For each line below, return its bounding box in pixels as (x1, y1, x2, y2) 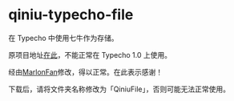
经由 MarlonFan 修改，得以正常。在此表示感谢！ (8, 67, 163, 77)
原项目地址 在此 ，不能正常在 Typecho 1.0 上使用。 (8, 50, 172, 59)
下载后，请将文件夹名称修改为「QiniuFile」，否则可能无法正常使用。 (8, 84, 231, 94)
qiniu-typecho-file (8, 6, 134, 24)
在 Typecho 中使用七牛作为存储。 (8, 33, 119, 42)
